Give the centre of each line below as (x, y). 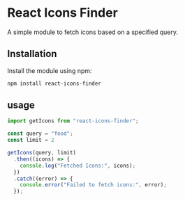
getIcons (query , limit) (42, 153)
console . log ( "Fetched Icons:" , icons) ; (78, 166)
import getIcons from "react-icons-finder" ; (73, 121)
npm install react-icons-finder (54, 83)
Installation (32, 54)
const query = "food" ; (40, 134)
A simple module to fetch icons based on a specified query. (93, 32)
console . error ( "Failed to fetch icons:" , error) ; (94, 185)
